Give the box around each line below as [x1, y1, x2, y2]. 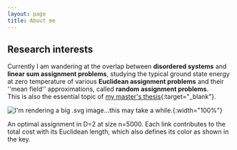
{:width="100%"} [172, 106, 223, 114]
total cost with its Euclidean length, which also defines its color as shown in [7, 127, 229, 136]
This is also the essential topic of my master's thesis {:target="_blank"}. [7, 92, 216, 101]
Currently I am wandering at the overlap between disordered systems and [7, 62, 227, 71]
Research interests [7, 43, 94, 55]
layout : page [7, 10, 46, 18]
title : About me [7, 17, 56, 24]
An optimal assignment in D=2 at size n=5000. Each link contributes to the [7, 120, 226, 129]
